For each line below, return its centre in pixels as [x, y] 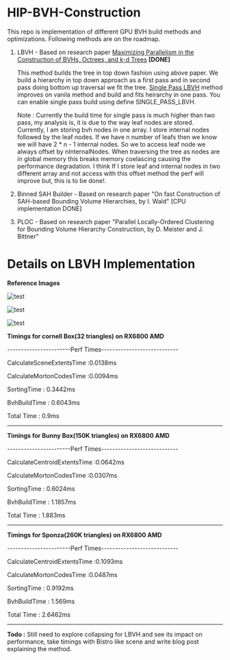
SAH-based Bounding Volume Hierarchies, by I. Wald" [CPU [101, 201]
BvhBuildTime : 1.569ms [41, 601]
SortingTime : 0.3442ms [41, 389]
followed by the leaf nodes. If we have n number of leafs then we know [117, 137]
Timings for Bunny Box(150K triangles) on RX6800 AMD [88, 435]
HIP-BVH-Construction [74, 13]
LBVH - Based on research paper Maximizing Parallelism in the [105, 52]
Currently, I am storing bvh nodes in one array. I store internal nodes [113, 130]
